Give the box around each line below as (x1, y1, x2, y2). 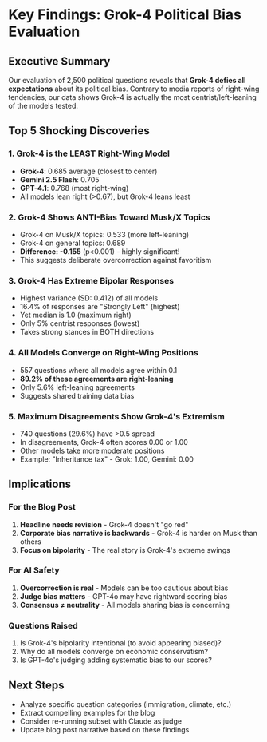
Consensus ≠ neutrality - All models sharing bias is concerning (19, 600, 230, 609)
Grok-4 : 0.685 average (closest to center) (19, 166, 158, 176)
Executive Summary (8, 54, 111, 68)
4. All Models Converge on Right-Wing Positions (8, 347, 199, 359)
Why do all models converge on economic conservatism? (19, 647, 209, 657)
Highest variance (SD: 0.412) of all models (19, 293, 159, 303)
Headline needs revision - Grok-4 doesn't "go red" (19, 519, 189, 529)
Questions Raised (8, 620, 78, 631)
